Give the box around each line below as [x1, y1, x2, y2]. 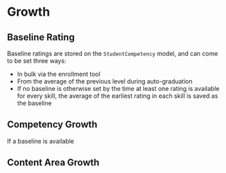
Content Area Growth [7, 157, 100, 168]
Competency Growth [7, 119, 98, 131]
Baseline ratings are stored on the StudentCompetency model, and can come [7, 49, 218, 57]
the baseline [16, 99, 53, 107]
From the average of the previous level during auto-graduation [16, 77, 193, 85]
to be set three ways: [7, 57, 67, 65]
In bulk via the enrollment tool [16, 70, 101, 78]
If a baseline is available [7, 137, 74, 145]
